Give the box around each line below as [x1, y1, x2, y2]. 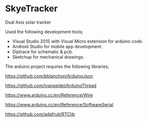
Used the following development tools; [5, 29, 84, 34]
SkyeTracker [5, 3, 58, 14]
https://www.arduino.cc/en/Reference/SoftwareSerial [5, 101, 113, 107]
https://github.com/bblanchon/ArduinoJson [5, 73, 93, 79]
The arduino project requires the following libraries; [5, 63, 110, 69]
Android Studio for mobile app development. [12, 43, 103, 49]
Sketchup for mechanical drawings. [12, 54, 85, 60]
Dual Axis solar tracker [5, 19, 51, 25]
